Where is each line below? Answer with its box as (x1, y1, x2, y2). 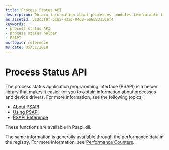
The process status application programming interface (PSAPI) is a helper (5, 83, 158, 89)
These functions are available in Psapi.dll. (5, 124, 92, 130)
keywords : (5, 21, 26, 27)
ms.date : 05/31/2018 (5, 45, 49, 50)
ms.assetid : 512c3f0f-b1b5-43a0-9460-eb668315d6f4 (5, 17, 114, 22)
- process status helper (5, 31, 57, 36)
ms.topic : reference (5, 40, 49, 45)
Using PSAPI (12, 109, 39, 115)
